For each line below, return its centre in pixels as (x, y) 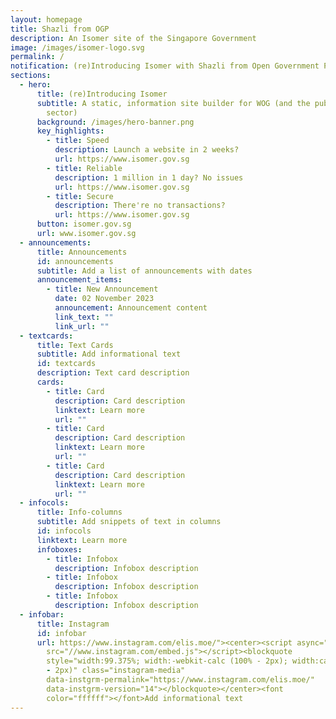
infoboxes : (59, 549)
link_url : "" (82, 326)
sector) (62, 112)
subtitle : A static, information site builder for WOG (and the (173, 103)
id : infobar (61, 633)
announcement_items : (79, 280)
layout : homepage (46, 19)
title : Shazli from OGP (60, 29)
